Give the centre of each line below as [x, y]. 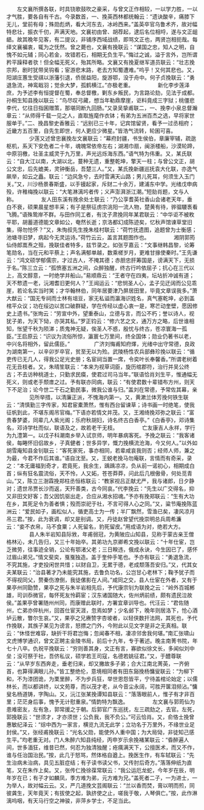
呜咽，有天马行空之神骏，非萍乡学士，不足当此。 [73, 801]
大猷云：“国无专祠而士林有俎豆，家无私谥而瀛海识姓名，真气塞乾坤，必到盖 [101, 298]
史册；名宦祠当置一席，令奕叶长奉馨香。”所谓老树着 [134, 359]
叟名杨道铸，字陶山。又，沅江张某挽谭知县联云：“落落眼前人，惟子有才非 [98, 694]
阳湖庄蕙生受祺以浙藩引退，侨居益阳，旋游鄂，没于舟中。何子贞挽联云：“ [98, 77]
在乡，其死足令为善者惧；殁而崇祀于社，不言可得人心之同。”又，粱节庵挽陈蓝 [102, 504]
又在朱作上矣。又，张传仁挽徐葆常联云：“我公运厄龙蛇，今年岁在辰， [103, 770]
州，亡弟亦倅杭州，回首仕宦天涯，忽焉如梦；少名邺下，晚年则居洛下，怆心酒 [102, 610]
